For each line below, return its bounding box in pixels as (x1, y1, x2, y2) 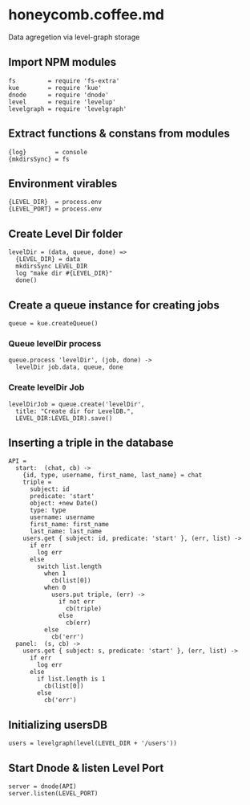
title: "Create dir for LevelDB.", (15, 407, 135, 415)
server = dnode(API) (8, 783, 78, 791)
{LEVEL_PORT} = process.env (8, 205, 103, 214)
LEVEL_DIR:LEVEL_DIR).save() (15, 414, 113, 423)
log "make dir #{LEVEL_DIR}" (15, 269, 113, 278)
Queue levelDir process (8, 337, 102, 349)
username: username (29, 513, 95, 521)
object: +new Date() (29, 500, 99, 508)
